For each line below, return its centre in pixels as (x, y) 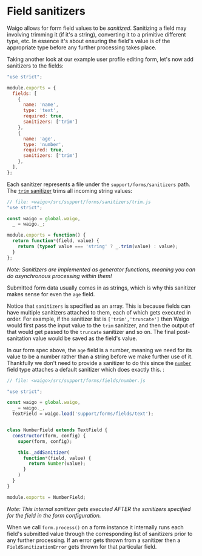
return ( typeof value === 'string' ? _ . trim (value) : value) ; (98, 247)
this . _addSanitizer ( (44, 452)
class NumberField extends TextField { (57, 430)
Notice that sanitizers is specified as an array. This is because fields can (99, 306)
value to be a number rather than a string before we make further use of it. (100, 356)
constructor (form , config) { (49, 436)
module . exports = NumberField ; (46, 497)
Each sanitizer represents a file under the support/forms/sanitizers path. (99, 184)
